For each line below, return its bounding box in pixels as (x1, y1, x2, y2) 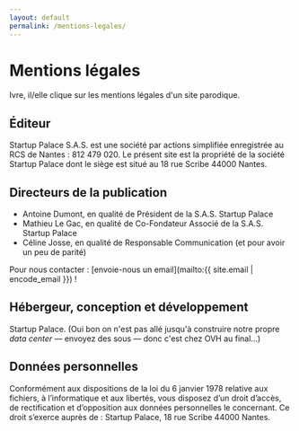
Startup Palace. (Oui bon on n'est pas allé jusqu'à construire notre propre (9, 323, 280, 334)
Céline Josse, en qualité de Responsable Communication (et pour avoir (22, 237, 286, 248)
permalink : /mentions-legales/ (9, 22, 127, 31)
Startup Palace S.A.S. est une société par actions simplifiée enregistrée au (9, 140, 285, 151)
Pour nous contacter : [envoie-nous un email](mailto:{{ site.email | (9, 264, 254, 275)
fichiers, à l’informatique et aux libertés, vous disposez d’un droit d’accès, (9, 392, 282, 403)
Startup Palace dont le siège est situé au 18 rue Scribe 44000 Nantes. (9, 159, 268, 170)
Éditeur (9, 116, 51, 131)
